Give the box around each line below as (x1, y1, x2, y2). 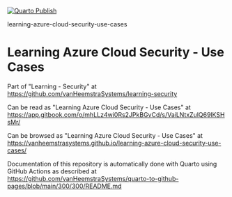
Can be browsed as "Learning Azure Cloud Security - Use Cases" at (7, 131, 203, 139)
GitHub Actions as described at (7, 167, 98, 175)
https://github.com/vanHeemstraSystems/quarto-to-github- (7, 174, 179, 182)
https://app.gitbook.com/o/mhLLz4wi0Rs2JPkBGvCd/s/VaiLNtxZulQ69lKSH (7, 110, 225, 118)
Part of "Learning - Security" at (7, 82, 98, 90)
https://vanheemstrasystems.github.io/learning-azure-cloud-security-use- (7, 139, 222, 147)
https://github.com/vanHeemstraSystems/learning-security (7, 89, 178, 97)
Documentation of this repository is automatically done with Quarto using (7, 159, 217, 168)
